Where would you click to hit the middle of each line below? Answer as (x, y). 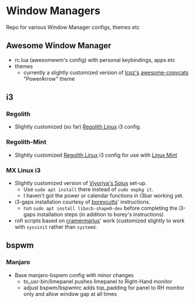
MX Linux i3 (23, 170)
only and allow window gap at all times (70, 294)
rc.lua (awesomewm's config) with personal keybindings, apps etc (95, 60)
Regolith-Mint (26, 142)
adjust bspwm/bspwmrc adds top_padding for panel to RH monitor (104, 288)
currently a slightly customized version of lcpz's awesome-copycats (106, 73)
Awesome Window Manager (59, 46)
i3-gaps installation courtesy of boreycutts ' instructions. (83, 202)
